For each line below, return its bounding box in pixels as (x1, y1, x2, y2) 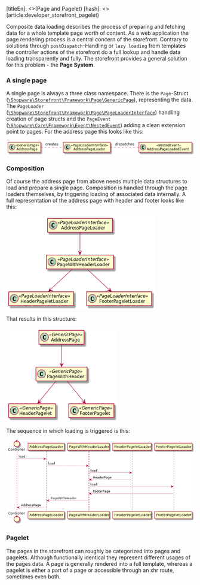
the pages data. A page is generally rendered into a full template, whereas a (6, 560, 193, 567)
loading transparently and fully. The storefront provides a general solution (6, 55, 187, 62)
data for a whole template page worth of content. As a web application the (6, 29, 189, 37)
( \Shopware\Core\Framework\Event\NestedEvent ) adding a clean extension (6, 122, 186, 129)
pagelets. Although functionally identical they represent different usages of (6, 554, 191, 561)
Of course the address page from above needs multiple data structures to (6, 178, 187, 185)
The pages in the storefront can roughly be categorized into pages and (6, 547, 181, 554)
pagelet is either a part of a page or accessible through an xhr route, (6, 566, 174, 574)
